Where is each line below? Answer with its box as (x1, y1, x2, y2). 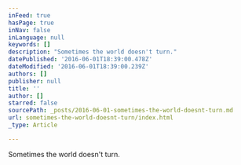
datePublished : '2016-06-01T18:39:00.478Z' (8, 56, 153, 64)
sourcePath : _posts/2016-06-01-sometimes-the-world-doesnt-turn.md (8, 107, 234, 115)
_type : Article (8, 121, 58, 129)
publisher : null (8, 77, 61, 85)
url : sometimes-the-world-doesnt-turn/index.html (8, 114, 174, 122)
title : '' (8, 84, 41, 93)
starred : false (8, 99, 58, 107)
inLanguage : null (8, 33, 65, 42)
